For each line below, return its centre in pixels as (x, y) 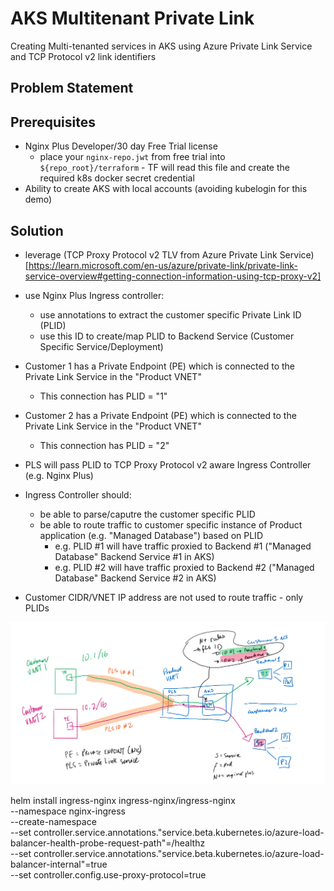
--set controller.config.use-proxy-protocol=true (108, 875)
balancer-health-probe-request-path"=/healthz (108, 843)
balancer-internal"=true (59, 864)
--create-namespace (53, 822)
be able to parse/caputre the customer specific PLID (147, 514)
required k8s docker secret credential (117, 178)
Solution (37, 230)
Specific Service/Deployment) (101, 346)
